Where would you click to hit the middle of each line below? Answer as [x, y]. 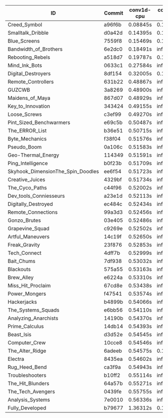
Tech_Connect [24, 253]
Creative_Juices [26, 179]
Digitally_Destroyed [30, 204]
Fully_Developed [27, 408]
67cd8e [113, 286]
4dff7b [112, 253]
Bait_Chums [22, 261]
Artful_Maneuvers [29, 237]
